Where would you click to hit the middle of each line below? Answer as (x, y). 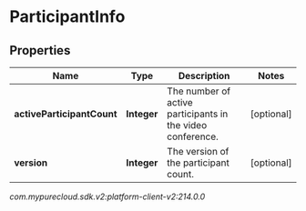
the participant (198, 163)
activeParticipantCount (66, 114)
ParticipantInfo (67, 17)
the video (187, 125)
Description (204, 76)
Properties (40, 50)
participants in (198, 114)
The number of (199, 91)
